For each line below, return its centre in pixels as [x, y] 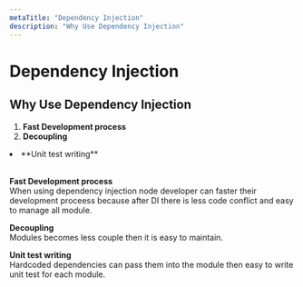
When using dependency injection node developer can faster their [133, 191]
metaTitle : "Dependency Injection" [77, 18]
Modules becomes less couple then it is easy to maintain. [117, 237]
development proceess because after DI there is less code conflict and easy [151, 200]
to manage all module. [51, 210]
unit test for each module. [58, 274]
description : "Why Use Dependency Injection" [97, 26]
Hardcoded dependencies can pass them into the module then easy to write [151, 264]
